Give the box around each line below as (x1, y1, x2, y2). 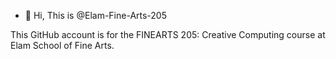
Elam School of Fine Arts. (10, 40, 115, 51)
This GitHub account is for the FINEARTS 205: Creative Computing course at (10, 29, 326, 40)
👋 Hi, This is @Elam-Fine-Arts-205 (24, 10, 168, 21)
